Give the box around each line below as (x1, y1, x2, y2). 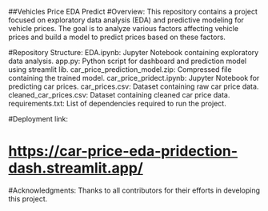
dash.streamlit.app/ (8, 159, 143, 177)
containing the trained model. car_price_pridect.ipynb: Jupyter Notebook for (8, 74, 260, 82)
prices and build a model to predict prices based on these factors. (8, 32, 226, 42)
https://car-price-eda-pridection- (8, 142, 238, 161)
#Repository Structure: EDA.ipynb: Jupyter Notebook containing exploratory (8, 48, 259, 57)
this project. (8, 193, 48, 203)
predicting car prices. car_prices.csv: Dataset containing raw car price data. (8, 82, 259, 91)
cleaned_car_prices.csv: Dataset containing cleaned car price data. (8, 90, 230, 99)
